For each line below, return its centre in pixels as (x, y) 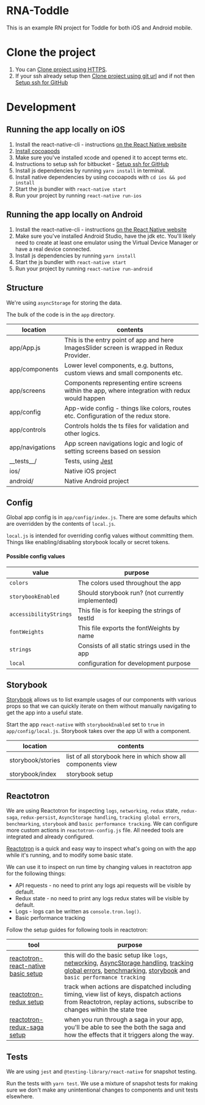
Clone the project (51, 52)
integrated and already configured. (50, 837)
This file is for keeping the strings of (129, 610)
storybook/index (33, 774)
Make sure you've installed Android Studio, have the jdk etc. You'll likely (106, 236)
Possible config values (36, 556)
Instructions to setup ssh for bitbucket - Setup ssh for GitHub (92, 164)
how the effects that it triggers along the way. (129, 1035)
